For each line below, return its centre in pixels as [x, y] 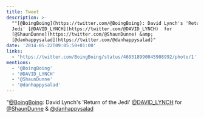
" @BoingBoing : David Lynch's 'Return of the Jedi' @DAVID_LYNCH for [94, 102]
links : [15, 51]
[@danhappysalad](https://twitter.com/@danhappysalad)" [84, 40]
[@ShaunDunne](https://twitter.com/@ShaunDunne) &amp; [83, 34]
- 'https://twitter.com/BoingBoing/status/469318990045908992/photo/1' [104, 57]
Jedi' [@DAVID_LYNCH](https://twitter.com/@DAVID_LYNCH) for [92, 29]
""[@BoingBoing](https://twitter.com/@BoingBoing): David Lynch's [97, 23]
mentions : [19, 62]
